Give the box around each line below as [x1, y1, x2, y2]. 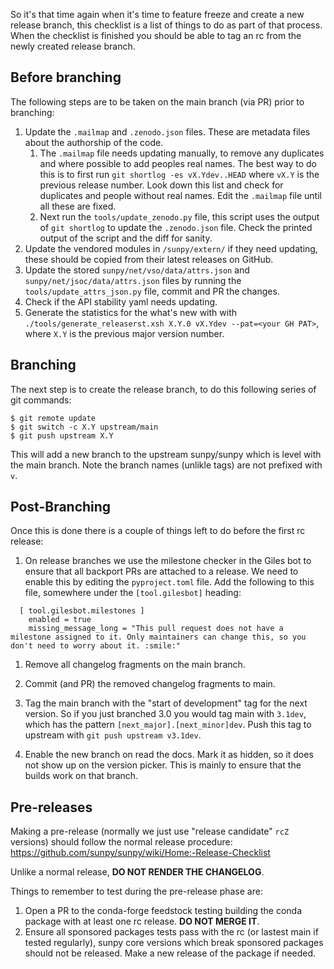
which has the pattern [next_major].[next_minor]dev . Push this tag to [24, 719, 312, 731]
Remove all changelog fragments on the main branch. [24, 659, 246, 671]
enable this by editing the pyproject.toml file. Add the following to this [24, 576, 315, 588]
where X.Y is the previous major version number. [24, 327, 225, 339]
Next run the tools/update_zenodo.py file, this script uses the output [39, 210, 320, 223]
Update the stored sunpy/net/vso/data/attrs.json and [24, 264, 250, 276]
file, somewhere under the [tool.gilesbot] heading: [24, 587, 242, 599]
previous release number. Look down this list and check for [39, 179, 284, 191]
